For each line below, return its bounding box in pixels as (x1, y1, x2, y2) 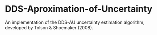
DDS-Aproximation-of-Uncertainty (5, 3, 153, 15)
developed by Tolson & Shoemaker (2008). (5, 24, 93, 30)
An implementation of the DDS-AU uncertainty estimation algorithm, (5, 19, 145, 25)
